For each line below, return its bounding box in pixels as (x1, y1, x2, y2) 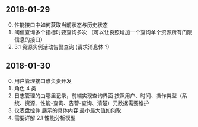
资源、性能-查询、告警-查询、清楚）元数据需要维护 (24, 99, 149, 106)
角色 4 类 (14, 84, 37, 92)
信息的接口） (14, 35, 46, 43)
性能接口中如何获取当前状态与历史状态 (14, 21, 108, 28)
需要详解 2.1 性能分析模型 (14, 114, 76, 121)
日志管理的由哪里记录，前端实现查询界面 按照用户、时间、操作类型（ (14, 92, 182, 99)
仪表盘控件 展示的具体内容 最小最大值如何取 (14, 106, 122, 114)
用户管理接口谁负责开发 (14, 77, 72, 84)
